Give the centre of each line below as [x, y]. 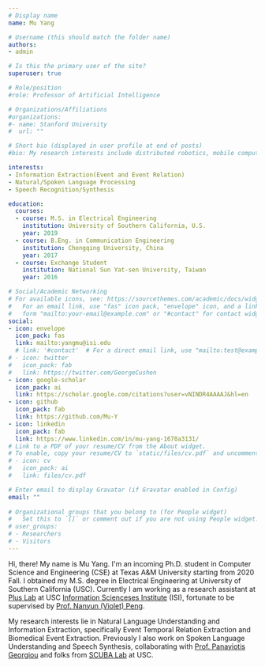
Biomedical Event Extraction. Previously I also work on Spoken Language [127, 638]
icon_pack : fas [40, 336]
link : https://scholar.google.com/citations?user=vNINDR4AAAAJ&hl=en [132, 395]
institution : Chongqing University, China [93, 248]
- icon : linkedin [37, 424]
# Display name [33, 15]
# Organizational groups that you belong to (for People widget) [118, 512]
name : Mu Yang [32, 23]
